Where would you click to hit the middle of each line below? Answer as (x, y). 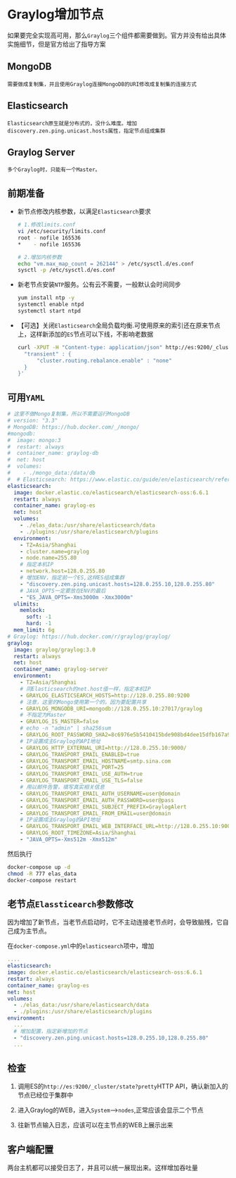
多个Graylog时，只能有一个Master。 (54, 170)
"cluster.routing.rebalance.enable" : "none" (104, 361)
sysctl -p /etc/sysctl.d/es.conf (66, 270)
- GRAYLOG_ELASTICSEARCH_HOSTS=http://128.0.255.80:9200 (105, 695)
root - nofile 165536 (49, 238)
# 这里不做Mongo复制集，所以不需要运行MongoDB (68, 414)
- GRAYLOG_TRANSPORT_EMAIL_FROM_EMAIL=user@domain (96, 813)
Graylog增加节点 (55, 14)
